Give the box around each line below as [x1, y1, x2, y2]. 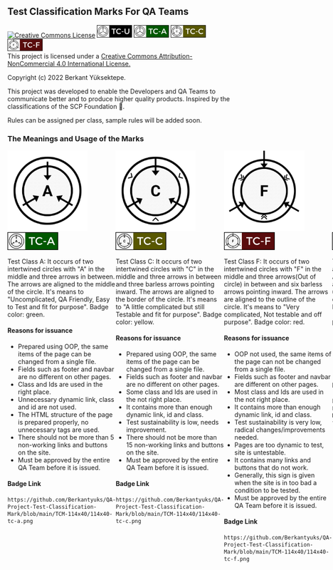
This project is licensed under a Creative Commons [7, 52, 158, 61]
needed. [234, 432, 259, 441]
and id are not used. [17, 403, 77, 411]
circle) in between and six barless [223, 279, 322, 288]
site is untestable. [234, 448, 286, 457]
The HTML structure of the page [17, 410, 113, 419]
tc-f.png [223, 555, 250, 562]
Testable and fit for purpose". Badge [115, 310, 222, 318]
